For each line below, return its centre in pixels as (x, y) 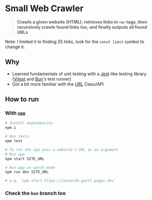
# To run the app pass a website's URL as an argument (62, 150)
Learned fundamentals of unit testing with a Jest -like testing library (79, 74)
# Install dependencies (29, 123)
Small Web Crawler (44, 8)
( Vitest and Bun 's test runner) (42, 79)
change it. (15, 47)
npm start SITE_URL (25, 159)
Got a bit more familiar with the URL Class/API (58, 84)
